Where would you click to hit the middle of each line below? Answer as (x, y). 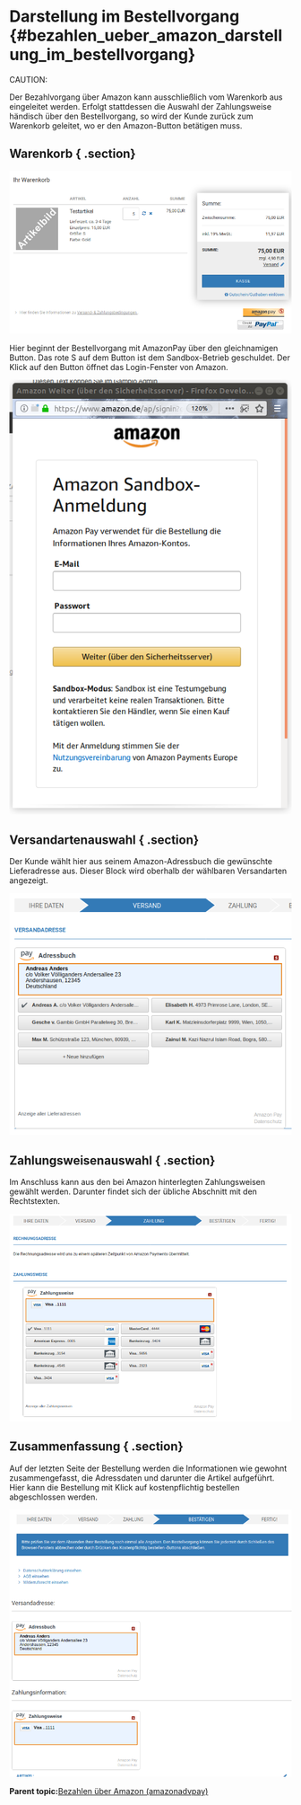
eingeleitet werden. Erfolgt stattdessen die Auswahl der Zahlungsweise (140, 106)
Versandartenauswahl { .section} (104, 840)
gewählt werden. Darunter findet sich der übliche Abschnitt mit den (133, 1191)
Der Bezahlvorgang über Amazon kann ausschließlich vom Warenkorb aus (146, 97)
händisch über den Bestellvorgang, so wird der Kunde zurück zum (131, 116)
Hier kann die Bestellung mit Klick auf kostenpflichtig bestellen (125, 1487)
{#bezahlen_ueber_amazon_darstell (146, 35)
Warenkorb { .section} (73, 154)
